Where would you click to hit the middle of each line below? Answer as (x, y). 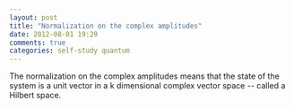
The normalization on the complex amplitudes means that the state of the (144, 76)
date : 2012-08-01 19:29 (54, 34)
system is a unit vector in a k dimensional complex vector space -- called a (147, 86)
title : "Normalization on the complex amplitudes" (106, 26)
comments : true (38, 42)
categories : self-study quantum (69, 51)
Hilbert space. (35, 96)
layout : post (34, 17)
